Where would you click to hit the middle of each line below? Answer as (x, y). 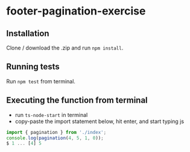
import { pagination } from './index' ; (56, 132)
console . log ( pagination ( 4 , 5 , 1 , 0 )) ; (55, 138)
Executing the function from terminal (77, 100)
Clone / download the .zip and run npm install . (65, 48)
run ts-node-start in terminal (51, 115)
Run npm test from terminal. (41, 81)
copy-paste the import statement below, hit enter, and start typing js (100, 121)
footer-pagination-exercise (76, 11)
